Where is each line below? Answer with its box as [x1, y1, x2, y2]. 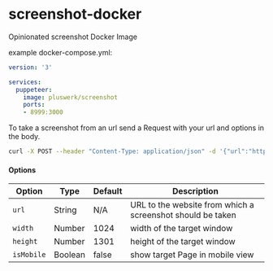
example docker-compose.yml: [8, 47, 113, 57]
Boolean [54, 249, 85, 260]
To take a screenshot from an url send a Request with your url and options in [8, 123, 265, 133]
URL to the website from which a [129, 199, 254, 211]
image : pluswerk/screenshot [23, 93, 118, 102]
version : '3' [8, 63, 53, 72]
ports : [23, 101, 45, 109]
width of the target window [129, 223, 233, 234]
